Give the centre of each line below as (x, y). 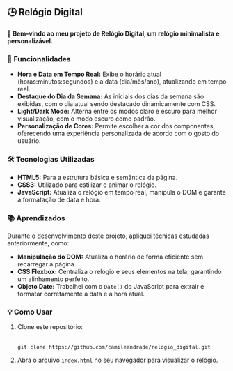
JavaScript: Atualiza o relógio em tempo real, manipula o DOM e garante (121, 192)
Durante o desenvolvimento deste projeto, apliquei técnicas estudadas (109, 236)
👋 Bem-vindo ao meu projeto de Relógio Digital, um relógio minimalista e (113, 33)
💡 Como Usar (30, 312)
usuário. (29, 141)
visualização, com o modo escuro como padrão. (86, 119)
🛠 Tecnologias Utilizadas (51, 160)
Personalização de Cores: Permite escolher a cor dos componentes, (116, 126)
